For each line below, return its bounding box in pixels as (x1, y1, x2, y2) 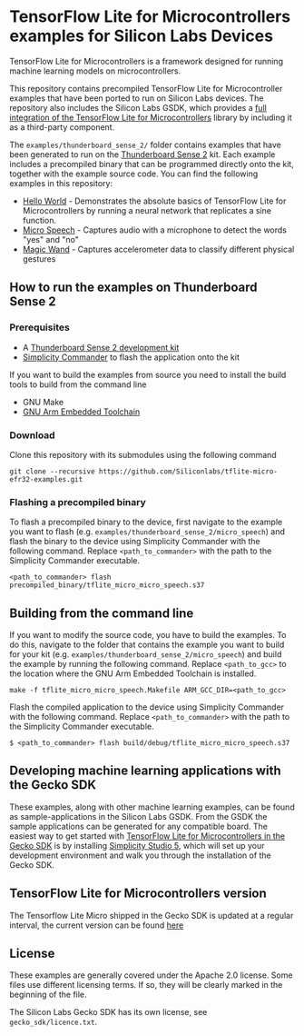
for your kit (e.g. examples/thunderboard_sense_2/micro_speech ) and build (9, 649, 282, 660)
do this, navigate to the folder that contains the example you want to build (9, 639, 285, 651)
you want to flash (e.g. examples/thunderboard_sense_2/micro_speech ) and (9, 526, 286, 537)
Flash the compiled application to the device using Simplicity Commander (9, 702, 284, 712)
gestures (22, 253, 56, 264)
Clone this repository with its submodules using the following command (9, 449, 277, 460)
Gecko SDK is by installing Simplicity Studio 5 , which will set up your (9, 840, 265, 851)
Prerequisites (9, 321, 70, 334)
